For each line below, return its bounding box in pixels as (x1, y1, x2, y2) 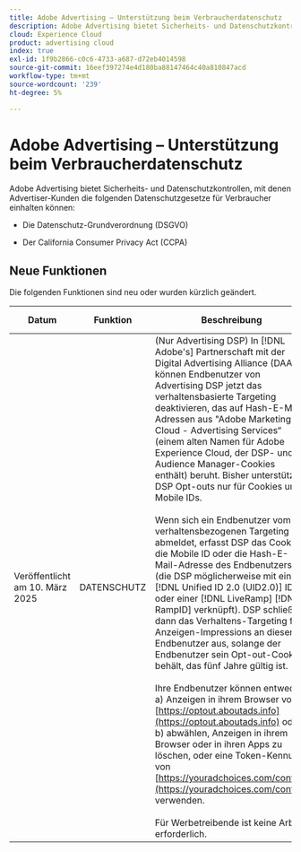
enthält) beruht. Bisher (155, 469, 249, 482)
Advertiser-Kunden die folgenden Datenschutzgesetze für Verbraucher (9, 193, 271, 204)
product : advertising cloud (9, 38, 115, 48)
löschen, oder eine (155, 750, 234, 762)
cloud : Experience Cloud (9, 30, 102, 39)
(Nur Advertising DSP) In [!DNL (155, 335, 286, 347)
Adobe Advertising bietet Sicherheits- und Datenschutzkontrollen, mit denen (9, 183, 291, 194)
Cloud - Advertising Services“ (155, 424, 282, 437)
